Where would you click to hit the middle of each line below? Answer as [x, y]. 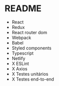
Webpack [21, 38]
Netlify [18, 58]
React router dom [29, 32]
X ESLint [20, 64]
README [23, 9]
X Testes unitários [30, 74]
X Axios [19, 68]
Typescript [23, 53]
